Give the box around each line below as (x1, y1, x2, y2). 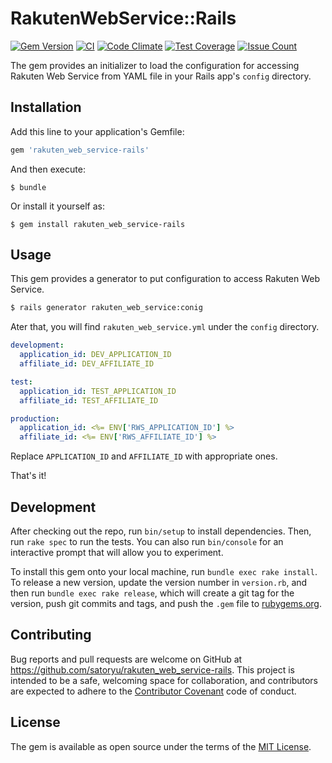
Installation (10, 99, 82, 116)
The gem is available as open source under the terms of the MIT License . (10, 740, 312, 752)
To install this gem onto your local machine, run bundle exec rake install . (10, 566, 318, 577)
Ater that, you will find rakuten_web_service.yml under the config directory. (10, 321, 320, 333)
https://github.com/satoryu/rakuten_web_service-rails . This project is (10, 663, 295, 676)
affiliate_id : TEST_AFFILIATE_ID (19, 395, 159, 406)
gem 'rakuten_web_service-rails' (10, 145, 150, 155)
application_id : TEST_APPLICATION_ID (19, 386, 177, 396)
